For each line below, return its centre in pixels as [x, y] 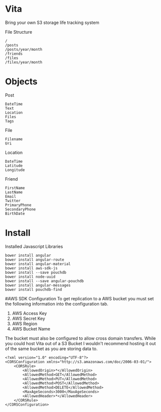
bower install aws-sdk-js [31, 268]
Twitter [13, 201]
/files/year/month [24, 62]
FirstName [15, 188]
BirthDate [15, 213]
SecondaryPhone [20, 209]
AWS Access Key [30, 313]
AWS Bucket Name [31, 329]
